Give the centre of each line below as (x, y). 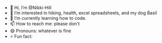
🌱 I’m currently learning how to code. (48, 18)
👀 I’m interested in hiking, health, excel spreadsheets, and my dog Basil (83, 13)
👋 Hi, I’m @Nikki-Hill (31, 8)
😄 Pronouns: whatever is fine (40, 31)
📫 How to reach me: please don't (45, 24)
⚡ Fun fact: (21, 36)
